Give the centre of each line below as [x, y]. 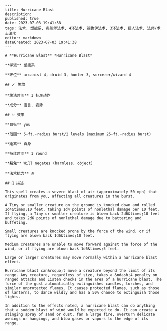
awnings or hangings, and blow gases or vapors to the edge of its [77, 319]
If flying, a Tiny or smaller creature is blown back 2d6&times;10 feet [82, 214]
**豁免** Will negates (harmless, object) [49, 163]
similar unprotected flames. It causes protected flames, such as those [82, 288]
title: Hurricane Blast [30, 10]
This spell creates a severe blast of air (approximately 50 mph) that [81, 192]
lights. [13, 297]
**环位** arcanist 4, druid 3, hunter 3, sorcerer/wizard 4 [68, 75]
